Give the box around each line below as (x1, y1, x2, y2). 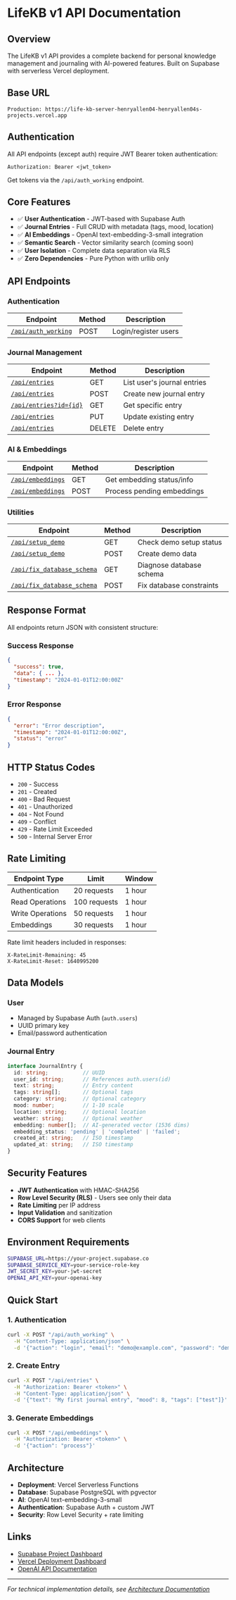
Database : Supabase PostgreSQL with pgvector (17, 1488, 157, 1496)
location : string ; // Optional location (13, 1108, 146, 1115)
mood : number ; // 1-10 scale (13, 1102, 124, 1109)
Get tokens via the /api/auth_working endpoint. (7, 175, 144, 184)
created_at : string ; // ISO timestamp (13, 1134, 133, 1142)
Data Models (7, 977, 64, 989)
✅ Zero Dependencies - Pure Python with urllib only (17, 254, 170, 263)
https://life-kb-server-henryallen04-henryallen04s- (44, 106, 202, 113)
